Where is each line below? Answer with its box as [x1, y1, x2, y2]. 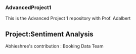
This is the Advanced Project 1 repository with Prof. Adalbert [5, 15, 131, 21]
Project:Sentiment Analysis [5, 29, 94, 38]
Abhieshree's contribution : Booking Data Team [5, 43, 104, 49]
